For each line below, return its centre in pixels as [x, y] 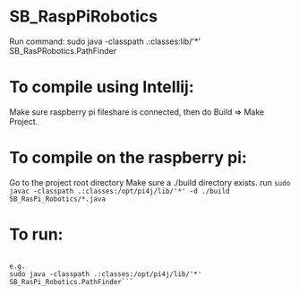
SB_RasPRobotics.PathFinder [63, 50]
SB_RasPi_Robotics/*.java [57, 199]
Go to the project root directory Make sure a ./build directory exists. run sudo [150, 182]
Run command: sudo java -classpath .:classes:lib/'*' [105, 41]
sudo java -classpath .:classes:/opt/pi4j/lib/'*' [106, 274]
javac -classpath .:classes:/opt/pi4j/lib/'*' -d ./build [120, 191]
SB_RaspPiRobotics [84, 17]
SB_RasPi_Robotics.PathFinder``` [72, 282]
